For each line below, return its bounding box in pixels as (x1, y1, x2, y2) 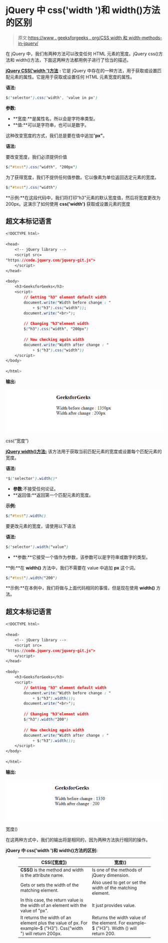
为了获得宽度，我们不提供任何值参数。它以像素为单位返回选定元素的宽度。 (5, 174, 159, 180)
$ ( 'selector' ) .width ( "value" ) (5, 544, 69, 550)
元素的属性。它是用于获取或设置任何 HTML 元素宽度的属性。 (9, 74, 134, 80)
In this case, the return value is (20, 897, 83, 903)
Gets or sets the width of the (20, 882, 79, 888)
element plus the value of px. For (20, 920, 88, 926)
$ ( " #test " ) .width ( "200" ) (5, 575, 57, 580)
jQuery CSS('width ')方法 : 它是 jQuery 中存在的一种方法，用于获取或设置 (5, 67, 157, 73)
